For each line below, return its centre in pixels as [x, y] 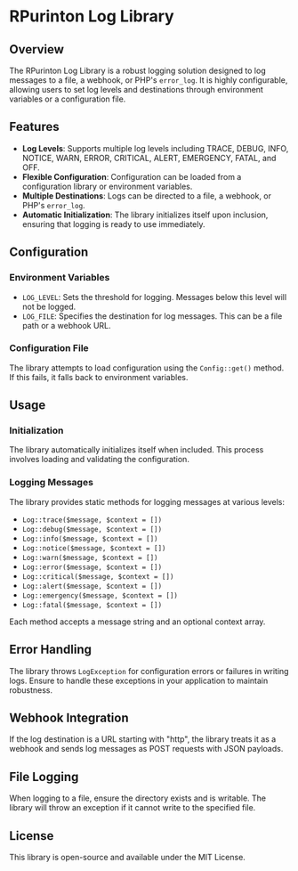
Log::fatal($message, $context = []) [92, 605]
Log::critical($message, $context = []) [98, 576]
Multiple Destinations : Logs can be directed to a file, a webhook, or [147, 195]
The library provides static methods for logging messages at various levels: [147, 501]
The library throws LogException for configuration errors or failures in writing [149, 671]
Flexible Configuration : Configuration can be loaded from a [132, 176]
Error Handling [50, 650]
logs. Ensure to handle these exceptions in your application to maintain [139, 680]
